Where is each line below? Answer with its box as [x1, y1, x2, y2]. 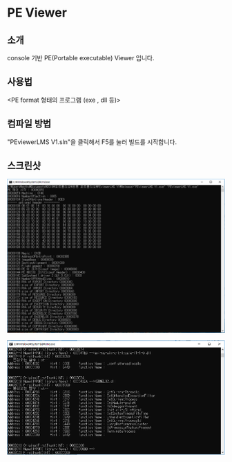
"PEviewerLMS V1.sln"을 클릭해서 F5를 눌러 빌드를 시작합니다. [7, 137, 177, 146]
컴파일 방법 [7, 118, 52, 130]
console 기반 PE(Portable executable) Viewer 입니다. [7, 54, 155, 62]
